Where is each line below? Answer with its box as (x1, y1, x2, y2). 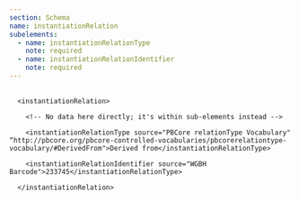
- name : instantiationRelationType (17, 38, 151, 48)
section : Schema (9, 13, 70, 22)
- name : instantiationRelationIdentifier (17, 55, 175, 64)
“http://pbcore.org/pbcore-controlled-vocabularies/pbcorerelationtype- (9, 135, 287, 144)
